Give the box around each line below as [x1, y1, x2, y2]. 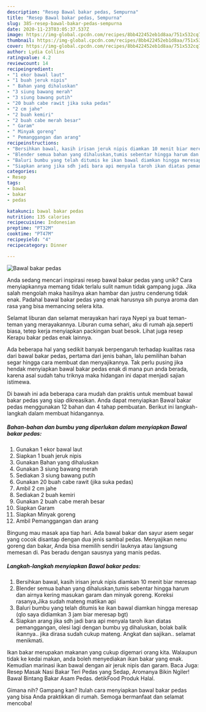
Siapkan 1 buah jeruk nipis [15, 452, 82, 460]
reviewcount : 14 [7, 60, 48, 66]
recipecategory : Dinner [7, 242, 68, 248]
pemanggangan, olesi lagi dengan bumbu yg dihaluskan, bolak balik [15, 623, 187, 631]
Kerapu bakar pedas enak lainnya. [7, 333, 93, 341]
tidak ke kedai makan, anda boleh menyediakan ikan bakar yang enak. [7, 655, 183, 662]
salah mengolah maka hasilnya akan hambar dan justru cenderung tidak [7, 289, 188, 297]
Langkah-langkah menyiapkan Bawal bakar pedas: [7, 562, 141, 570]
